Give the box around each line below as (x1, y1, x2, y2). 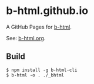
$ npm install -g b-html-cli (6, 67, 78, 73)
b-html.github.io (6, 4, 89, 17)
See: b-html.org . (6, 34, 46, 41)
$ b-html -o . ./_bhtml (6, 72, 65, 78)
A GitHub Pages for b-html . (6, 23, 72, 30)
